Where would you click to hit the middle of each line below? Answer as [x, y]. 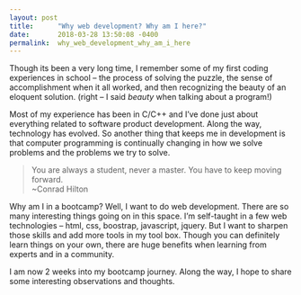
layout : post [34, 18]
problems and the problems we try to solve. [90, 153]
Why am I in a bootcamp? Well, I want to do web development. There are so [149, 207]
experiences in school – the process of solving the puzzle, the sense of [141, 78]
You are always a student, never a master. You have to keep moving [156, 170]
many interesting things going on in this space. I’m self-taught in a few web [148, 216]
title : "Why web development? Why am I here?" [108, 26]
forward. [47, 180]
